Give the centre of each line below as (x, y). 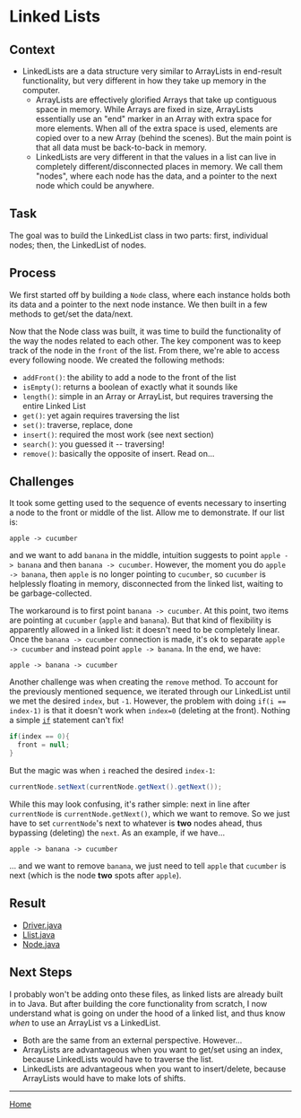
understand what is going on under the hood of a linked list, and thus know (147, 1013)
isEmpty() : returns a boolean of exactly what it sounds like (130, 387)
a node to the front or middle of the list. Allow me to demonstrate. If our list (147, 512)
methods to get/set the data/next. (71, 314)
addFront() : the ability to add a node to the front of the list (129, 377)
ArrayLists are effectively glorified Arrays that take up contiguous (156, 100)
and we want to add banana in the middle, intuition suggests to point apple (145, 555)
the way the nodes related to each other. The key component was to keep (146, 341)
